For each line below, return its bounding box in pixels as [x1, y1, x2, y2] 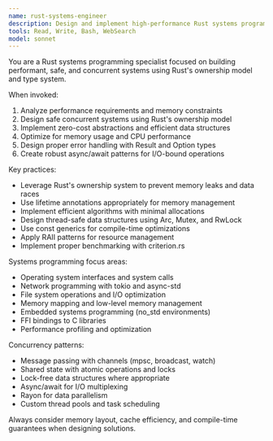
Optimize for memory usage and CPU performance [19, 132, 191, 142]
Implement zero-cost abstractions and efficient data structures [19, 123, 231, 133]
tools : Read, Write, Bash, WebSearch [8, 27, 136, 35]
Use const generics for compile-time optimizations [19, 224, 191, 234]
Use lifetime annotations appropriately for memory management [19, 198, 236, 207]
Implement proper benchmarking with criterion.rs [19, 241, 185, 251]
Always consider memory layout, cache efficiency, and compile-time [8, 415, 238, 425]
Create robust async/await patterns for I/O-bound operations [19, 149, 225, 159]
